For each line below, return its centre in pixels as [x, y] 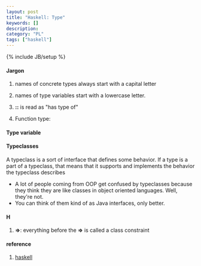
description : [22, 29]
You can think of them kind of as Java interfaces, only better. [90, 203]
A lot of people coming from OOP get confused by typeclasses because [103, 184]
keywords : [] [22, 23]
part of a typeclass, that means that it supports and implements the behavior [100, 166]
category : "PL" [25, 34]
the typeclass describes [36, 172]
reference [19, 244]
